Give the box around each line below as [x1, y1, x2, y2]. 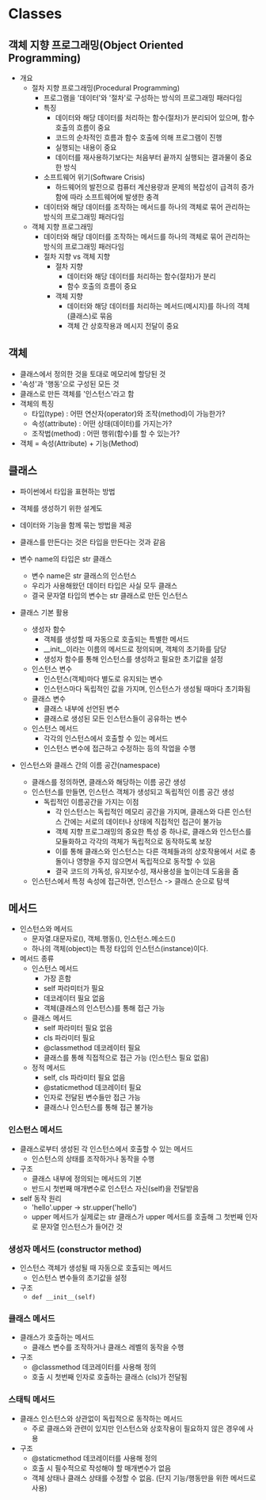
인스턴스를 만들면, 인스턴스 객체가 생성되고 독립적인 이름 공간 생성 [31, 787, 235, 796]
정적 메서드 [31, 1063, 66, 1072]
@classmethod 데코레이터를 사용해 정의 [31, 1362, 157, 1372]
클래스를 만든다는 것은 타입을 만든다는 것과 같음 [19, 537, 166, 547]
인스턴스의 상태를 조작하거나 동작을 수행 [31, 1153, 155, 1163]
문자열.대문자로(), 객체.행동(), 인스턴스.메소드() [31, 934, 177, 944]
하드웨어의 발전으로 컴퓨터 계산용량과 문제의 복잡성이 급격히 [55, 182, 240, 191]
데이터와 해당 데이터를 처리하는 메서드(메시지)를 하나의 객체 [66, 301, 250, 310]
